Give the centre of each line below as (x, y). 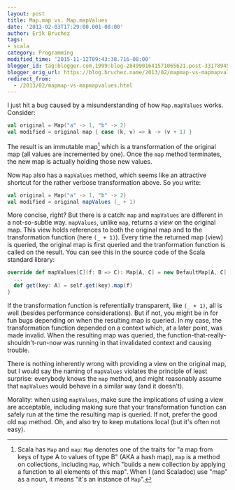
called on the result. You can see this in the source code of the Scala (106, 252)
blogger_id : (24, 66)
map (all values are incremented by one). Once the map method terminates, (115, 154)
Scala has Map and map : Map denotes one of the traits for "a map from (115, 449)
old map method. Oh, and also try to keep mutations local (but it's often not (114, 421)
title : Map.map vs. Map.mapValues (58, 20)
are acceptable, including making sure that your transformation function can (117, 407)
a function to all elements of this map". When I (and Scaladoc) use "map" (122, 471)
